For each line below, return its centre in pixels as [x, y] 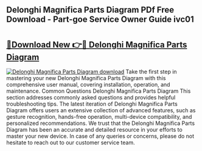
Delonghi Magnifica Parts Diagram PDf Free [90, 10]
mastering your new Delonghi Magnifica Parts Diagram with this [86, 78]
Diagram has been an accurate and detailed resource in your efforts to [94, 129]
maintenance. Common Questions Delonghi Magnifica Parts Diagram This [99, 91]
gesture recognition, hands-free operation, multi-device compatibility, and [99, 117]
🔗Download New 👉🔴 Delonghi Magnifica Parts [97, 45]
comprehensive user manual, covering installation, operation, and [88, 85]
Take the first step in [151, 72]
